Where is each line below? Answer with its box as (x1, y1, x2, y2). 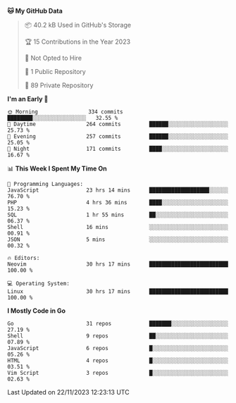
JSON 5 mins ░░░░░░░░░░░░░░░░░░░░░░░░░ (7, 236, 229, 243)
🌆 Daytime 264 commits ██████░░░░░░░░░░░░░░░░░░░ (7, 120, 229, 128)
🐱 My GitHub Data (7, 7, 63, 15)
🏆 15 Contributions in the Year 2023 (24, 37, 131, 46)
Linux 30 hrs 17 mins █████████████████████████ (7, 288, 229, 295)
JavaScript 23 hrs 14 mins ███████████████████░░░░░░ (7, 187, 229, 194)
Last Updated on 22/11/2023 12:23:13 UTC (7, 388, 130, 396)
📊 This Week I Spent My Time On (7, 164, 107, 173)
